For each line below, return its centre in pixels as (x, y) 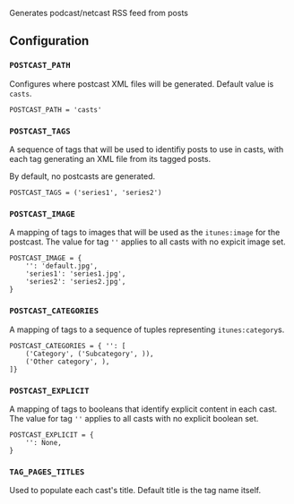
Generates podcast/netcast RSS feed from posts (99, 13)
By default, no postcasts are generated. (82, 176)
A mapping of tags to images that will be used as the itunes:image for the (145, 233)
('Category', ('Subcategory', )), (90, 354)
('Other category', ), (68, 362)
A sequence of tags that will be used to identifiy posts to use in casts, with (147, 149)
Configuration (49, 41)
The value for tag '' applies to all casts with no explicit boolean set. (134, 418)
